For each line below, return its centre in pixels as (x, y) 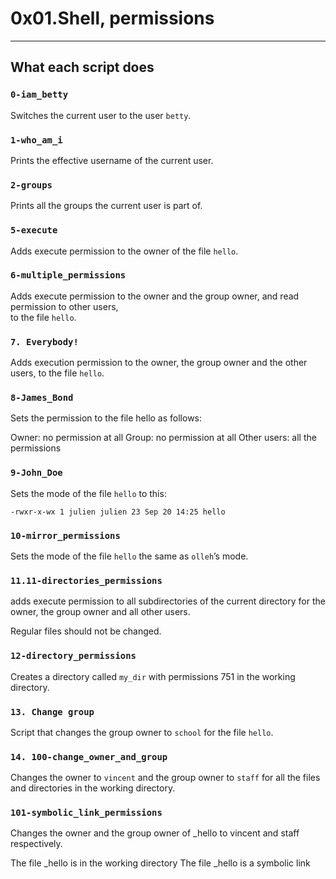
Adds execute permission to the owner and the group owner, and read (155, 296)
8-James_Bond (42, 398)
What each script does (82, 67)
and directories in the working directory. (93, 788)
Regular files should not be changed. (86, 631)
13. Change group (52, 711)
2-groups (31, 185)
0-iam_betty (39, 95)
